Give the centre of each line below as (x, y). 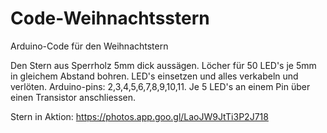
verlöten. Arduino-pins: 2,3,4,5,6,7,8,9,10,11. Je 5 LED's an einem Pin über (160, 86)
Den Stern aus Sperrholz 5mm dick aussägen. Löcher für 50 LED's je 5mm (163, 65)
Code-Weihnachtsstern (110, 18)
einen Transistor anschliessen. (73, 97)
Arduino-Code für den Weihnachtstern (89, 46)
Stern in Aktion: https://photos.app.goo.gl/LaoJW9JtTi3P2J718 (139, 116)
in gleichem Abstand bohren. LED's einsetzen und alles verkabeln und (154, 76)
